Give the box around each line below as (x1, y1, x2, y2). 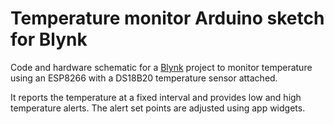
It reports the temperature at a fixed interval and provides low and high (10, 91, 302, 103)
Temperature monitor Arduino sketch (10, 7, 325, 30)
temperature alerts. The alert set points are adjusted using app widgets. (10, 102, 306, 114)
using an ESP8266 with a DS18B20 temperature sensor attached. (10, 72, 278, 84)
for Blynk (10, 28, 88, 51)
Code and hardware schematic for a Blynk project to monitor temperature (10, 61, 313, 73)
